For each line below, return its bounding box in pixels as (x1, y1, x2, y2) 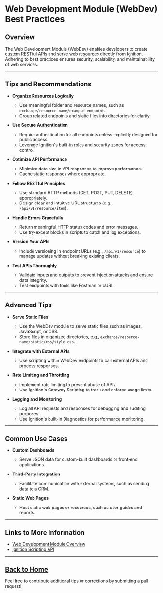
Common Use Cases (5, 435, 68, 443)
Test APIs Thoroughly (12, 262, 57, 268)
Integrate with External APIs (12, 348, 70, 354)
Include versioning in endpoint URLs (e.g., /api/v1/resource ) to (19, 248, 146, 254)
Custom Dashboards (12, 447, 55, 453)
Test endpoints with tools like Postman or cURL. (19, 282, 115, 288)
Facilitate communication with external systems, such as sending (19, 481, 149, 487)
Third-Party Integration (12, 471, 61, 477)
